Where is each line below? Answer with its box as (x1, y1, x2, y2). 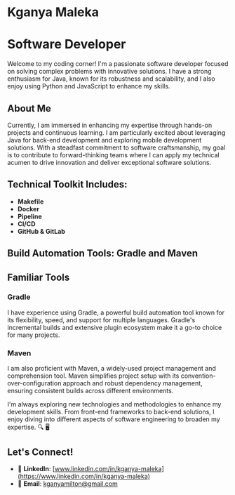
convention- (180, 371, 216, 380)
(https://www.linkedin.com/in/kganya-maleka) (17, 472, 151, 480)
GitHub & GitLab (17, 227, 65, 235)
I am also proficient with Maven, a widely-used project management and (7, 364, 216, 373)
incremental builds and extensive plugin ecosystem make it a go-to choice (7, 323, 222, 331)
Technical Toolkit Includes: (7, 178, 128, 190)
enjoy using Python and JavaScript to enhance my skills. (7, 82, 170, 91)
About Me (7, 103, 51, 114)
